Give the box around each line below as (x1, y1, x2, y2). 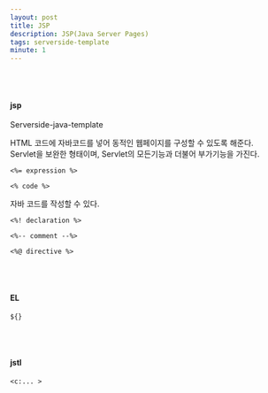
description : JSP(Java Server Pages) (10, 29, 149, 38)
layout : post (10, 12, 58, 22)
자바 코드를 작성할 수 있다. (10, 198, 100, 209)
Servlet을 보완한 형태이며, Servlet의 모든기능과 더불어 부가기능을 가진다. (10, 149, 260, 159)
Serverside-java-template (10, 119, 104, 130)
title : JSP (10, 21, 50, 30)
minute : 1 (10, 46, 47, 55)
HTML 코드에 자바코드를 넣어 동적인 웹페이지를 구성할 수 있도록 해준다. (10, 138, 255, 149)
